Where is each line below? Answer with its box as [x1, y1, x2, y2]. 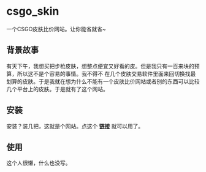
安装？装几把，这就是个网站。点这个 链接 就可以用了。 [6, 122, 144, 130]
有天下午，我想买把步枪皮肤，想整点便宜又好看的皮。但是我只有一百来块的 [6, 62, 194, 70]
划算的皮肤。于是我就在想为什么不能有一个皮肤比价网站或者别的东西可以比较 [6, 78, 200, 85]
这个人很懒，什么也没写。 [6, 159, 71, 166]
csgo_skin [6, 4, 59, 18]
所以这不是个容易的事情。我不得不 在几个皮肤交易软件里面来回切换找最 [17, 70, 196, 77]
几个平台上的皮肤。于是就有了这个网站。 [6, 85, 109, 92]
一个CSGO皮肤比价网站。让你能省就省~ [6, 25, 106, 32]
